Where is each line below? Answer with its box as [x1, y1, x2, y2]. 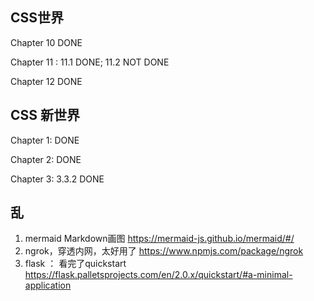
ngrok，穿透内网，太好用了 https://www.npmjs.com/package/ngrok [24, 245, 304, 257]
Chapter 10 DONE [10, 36, 83, 48]
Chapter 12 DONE [10, 75, 83, 87]
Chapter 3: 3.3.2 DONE [10, 173, 105, 185]
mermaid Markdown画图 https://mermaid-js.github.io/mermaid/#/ [24, 233, 295, 245]
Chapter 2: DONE [10, 153, 82, 165]
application [24, 279, 72, 292]
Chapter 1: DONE [10, 134, 80, 146]
